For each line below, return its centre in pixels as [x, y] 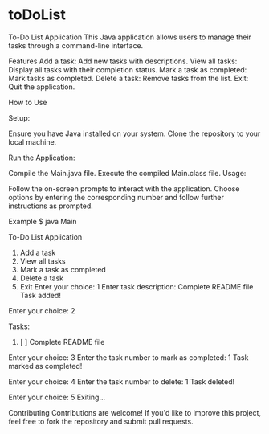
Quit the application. [42, 87]
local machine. [33, 141]
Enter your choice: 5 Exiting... [57, 397]
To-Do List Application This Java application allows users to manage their [130, 37]
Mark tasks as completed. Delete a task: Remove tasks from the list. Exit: [128, 78]
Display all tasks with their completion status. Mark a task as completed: [128, 69]
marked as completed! [45, 366]
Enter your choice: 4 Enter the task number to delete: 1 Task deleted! [122, 381]
